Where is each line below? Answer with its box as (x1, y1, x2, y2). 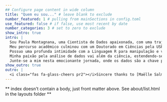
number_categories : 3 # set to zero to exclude (5, 26, 106, 31)
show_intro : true (5, 30, 41, 35)
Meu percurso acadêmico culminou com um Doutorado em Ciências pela (9, 44, 155, 49)
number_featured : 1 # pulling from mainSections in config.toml (5, 16, 141, 21)
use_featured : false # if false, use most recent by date (5, 21, 128, 26)
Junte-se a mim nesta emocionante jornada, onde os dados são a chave (9, 58, 159, 63)
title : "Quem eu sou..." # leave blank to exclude (5, 12, 112, 17)
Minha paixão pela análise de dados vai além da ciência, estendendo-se (9, 53, 164, 59)
